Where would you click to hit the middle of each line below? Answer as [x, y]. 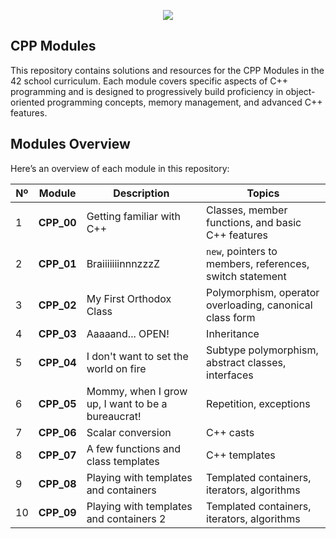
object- [300, 91]
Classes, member [247, 210]
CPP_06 [57, 432]
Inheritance [233, 333]
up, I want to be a [127, 403]
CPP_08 [57, 483]
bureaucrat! [114, 416]
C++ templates [241, 455]
